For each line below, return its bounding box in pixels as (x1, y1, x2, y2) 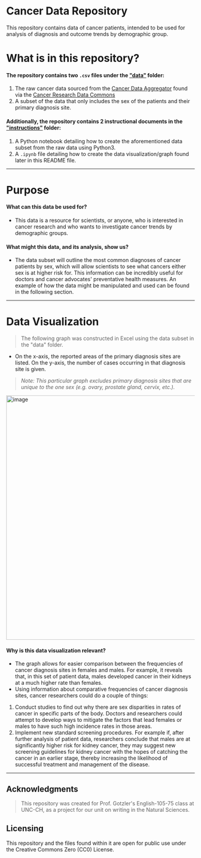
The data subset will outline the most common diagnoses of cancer (14, 257, 181, 264)
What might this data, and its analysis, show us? (6, 243, 129, 250)
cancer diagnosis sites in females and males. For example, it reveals (14, 667, 182, 674)
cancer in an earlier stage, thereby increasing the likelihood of (14, 754, 168, 762)
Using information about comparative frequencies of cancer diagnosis (14, 685, 188, 693)
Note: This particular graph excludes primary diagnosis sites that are (20, 377, 191, 384)
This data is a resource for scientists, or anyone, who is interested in (14, 216, 184, 224)
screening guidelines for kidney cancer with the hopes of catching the (14, 748, 188, 755)
